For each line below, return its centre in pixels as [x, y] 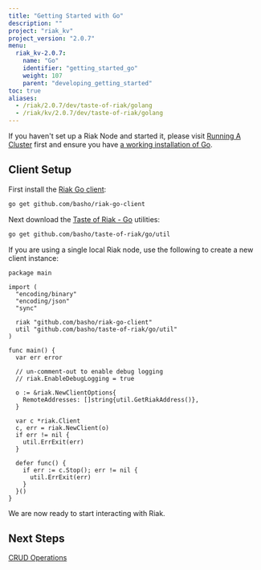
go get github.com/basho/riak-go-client [77, 204]
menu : [17, 46]
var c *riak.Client [48, 421]
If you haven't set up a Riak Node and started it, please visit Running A [124, 136]
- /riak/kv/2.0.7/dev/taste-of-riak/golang [89, 114]
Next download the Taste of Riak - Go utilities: [84, 219]
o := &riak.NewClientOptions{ [66, 392]
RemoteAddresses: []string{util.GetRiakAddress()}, [111, 399]
